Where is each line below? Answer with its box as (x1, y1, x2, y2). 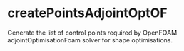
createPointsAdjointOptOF (7, 5, 168, 21)
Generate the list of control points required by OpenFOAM (7, 28, 178, 37)
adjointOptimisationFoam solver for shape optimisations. (7, 35, 173, 44)
